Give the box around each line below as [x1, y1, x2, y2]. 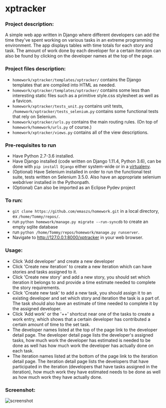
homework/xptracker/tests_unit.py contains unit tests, [12, 103, 124, 109]
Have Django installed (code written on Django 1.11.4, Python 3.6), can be [12, 158, 162, 164]
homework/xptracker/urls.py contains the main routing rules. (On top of [12, 118, 158, 124]
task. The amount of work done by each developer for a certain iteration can [5, 48, 161, 54]
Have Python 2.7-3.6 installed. [12, 153, 74, 159]
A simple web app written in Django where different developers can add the [5, 32, 160, 38]
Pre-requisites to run [5, 142, 56, 149]
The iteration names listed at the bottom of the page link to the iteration [12, 353, 158, 359]
